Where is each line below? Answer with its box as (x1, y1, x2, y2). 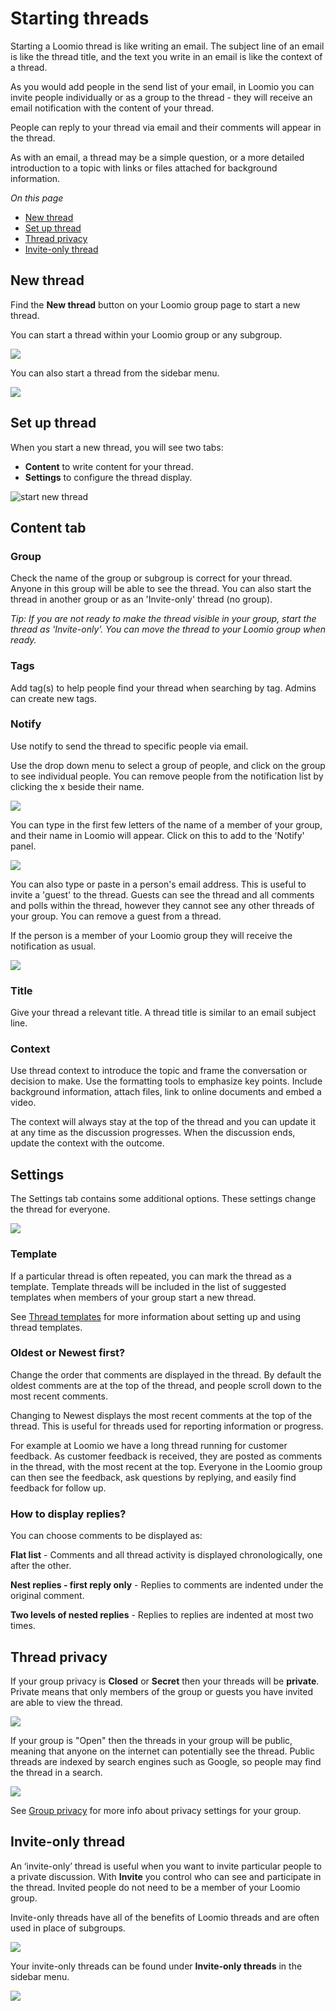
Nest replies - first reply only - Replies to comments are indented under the (10, 1579, 324, 1591)
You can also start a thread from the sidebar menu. (10, 367, 220, 379)
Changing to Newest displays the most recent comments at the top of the (10, 1409, 313, 1421)
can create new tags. (10, 692, 98, 704)
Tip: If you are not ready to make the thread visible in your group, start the (10, 613, 317, 625)
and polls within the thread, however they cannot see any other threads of (10, 899, 315, 911)
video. (10, 1097, 37, 1109)
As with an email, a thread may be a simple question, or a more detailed (10, 151, 305, 163)
